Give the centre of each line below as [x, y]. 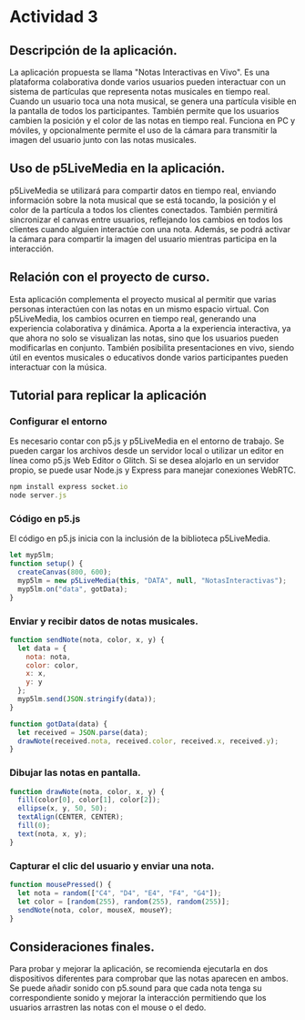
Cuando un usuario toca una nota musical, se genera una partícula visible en [153, 101]
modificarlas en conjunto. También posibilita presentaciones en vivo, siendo [152, 347]
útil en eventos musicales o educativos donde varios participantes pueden [149, 357]
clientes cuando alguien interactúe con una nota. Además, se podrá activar [150, 229]
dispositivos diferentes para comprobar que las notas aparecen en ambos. [149, 979]
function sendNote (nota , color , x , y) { [87, 639]
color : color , [52, 665]
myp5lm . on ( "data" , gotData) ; [73, 589]
